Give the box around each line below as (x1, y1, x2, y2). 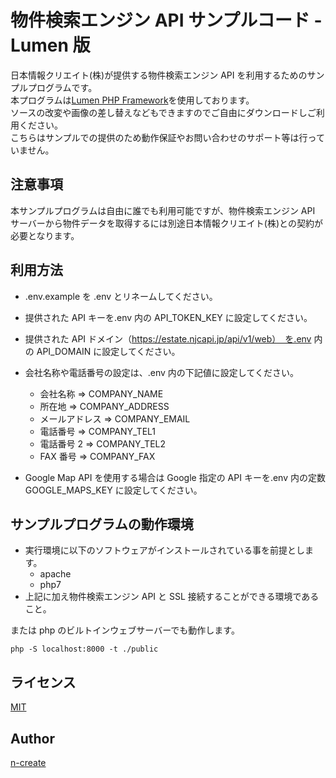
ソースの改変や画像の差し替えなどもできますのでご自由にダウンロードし (10, 106, 308, 118)
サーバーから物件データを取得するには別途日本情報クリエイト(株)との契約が (10, 217, 323, 229)
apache (39, 568, 72, 580)
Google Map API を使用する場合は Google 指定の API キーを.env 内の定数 (24, 471, 326, 483)
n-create (10, 757, 47, 768)
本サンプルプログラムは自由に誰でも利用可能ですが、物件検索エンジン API (10, 204, 316, 216)
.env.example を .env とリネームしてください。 (24, 290, 218, 302)
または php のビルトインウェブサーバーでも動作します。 (10, 624, 240, 636)
